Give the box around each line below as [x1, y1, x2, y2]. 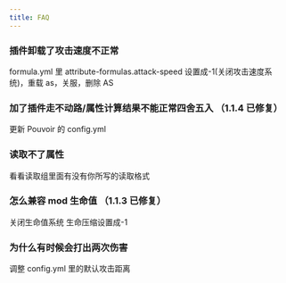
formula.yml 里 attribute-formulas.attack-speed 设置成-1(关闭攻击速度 [9, 66, 265, 77]
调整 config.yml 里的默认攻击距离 [9, 263, 131, 274]
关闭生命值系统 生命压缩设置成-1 [9, 216, 128, 228]
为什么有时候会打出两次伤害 [9, 241, 128, 254]
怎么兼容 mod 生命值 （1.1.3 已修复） [9, 195, 167, 207]
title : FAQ [9, 12, 50, 22]
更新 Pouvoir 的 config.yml [9, 124, 107, 135]
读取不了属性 [9, 148, 65, 161]
